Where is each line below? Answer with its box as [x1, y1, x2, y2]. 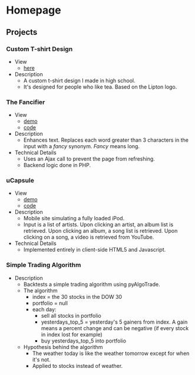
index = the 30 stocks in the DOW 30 [32, 293, 123, 300]
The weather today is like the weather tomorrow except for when [32, 350, 190, 357]
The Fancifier [6, 98, 45, 106]
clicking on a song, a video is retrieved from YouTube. [23, 234, 154, 241]
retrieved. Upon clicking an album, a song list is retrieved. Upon [23, 227, 178, 234]
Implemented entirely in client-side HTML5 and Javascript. [23, 246, 166, 253]
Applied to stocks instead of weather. [32, 362, 123, 369]
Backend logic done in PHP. [23, 162, 91, 169]
